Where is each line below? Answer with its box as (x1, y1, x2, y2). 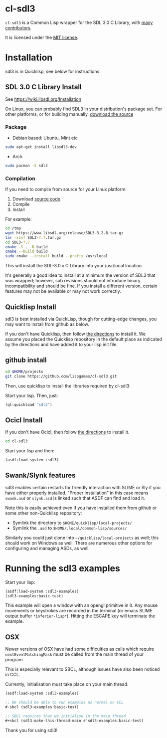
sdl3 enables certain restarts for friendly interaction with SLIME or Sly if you (5, 484, 161, 490)
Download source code (12, 196, 61, 202)
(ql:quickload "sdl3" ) (5, 402, 52, 407)
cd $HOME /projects (5, 369, 43, 374)
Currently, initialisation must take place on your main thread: (5, 681, 129, 687)
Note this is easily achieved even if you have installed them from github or (5, 505, 157, 511)
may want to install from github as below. (5, 321, 90, 327)
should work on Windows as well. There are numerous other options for (5, 540, 153, 546)
